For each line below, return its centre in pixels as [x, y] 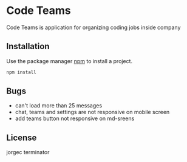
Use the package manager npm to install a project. [69, 61]
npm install [21, 72]
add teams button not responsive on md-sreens [75, 118]
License [22, 137]
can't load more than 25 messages [58, 106]
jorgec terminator [28, 152]
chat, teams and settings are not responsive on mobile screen [92, 112]
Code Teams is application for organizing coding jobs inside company [93, 27]
